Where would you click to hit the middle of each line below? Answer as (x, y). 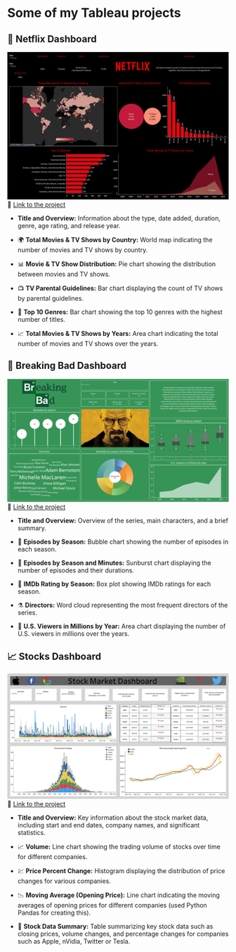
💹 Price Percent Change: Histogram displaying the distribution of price (121, 871)
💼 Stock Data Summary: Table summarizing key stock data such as (115, 927)
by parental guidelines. (51, 298)
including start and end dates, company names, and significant (109, 825)
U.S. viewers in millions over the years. (73, 634)
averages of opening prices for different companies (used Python (112, 906)
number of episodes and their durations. (76, 570)
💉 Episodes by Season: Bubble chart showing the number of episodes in (123, 542)
